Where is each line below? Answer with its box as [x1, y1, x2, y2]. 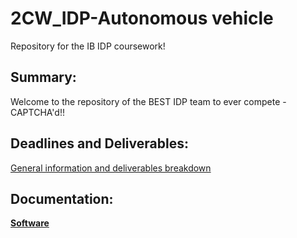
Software [10, 217, 50, 229]
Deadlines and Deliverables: [10, 135, 189, 152]
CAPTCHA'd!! [10, 106, 65, 118]
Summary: [10, 69, 77, 86]
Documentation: [10, 190, 114, 207]
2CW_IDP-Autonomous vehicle [10, 7, 274, 30]
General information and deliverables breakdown [10, 162, 212, 174]
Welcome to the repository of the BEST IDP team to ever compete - [10, 95, 287, 107]
